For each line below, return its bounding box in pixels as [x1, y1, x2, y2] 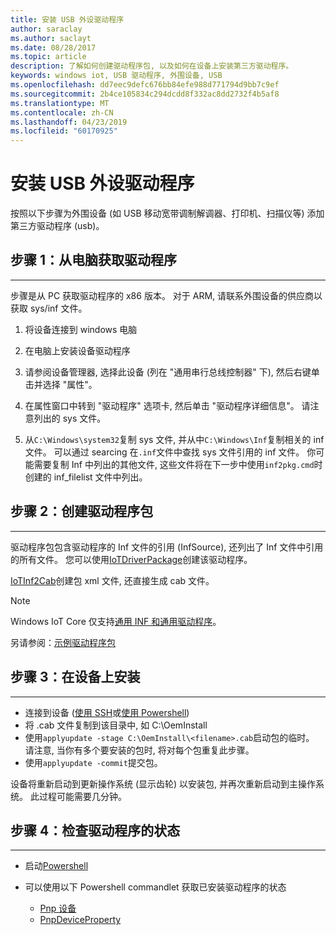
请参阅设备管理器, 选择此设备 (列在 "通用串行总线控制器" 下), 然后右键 [24, 366, 312, 378]
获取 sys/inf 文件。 [10, 302, 88, 314]
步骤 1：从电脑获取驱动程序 [10, 252, 178, 269]
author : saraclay [10, 24, 83, 34]
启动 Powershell [24, 860, 89, 872]
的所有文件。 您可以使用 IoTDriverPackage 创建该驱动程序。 [10, 553, 253, 565]
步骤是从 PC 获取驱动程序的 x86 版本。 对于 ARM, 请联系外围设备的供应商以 [10, 289, 323, 301]
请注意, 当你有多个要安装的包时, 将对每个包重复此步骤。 [24, 744, 255, 756]
